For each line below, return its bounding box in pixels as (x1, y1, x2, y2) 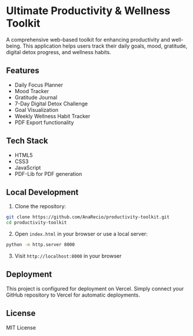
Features (6, 66, 39, 76)
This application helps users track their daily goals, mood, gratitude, (22, 42, 188, 49)
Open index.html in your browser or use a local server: (14, 231, 148, 238)
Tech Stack (6, 136, 48, 146)
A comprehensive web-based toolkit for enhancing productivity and (6, 36, 171, 43)
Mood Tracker (14, 87, 49, 95)
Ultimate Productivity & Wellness (6, 4, 171, 18)
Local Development (6, 187, 79, 197)
